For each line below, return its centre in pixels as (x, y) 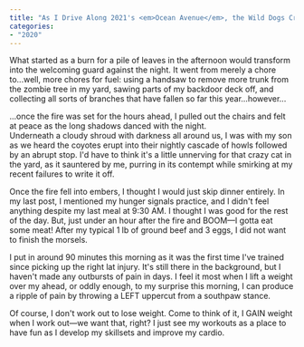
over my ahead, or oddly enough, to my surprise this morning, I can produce (152, 286)
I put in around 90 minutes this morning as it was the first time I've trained (147, 257)
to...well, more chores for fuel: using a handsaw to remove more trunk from (149, 80)
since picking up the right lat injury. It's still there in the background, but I (145, 267)
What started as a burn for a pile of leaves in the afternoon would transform (150, 61)
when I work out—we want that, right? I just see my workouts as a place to (148, 323)
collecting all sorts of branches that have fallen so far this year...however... (148, 99)
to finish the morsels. (48, 240)
